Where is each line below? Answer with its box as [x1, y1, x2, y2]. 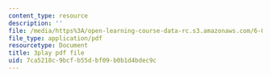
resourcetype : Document [8, 42, 89, 50]
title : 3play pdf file [8, 49, 85, 57]
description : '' [8, 19, 63, 27]
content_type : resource [8, 11, 89, 20]
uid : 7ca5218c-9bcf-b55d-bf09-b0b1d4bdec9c [8, 57, 157, 65]
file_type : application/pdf [8, 34, 103, 43]
